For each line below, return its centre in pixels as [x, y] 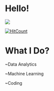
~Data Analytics [21, 64]
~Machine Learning [24, 73]
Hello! [17, 9]
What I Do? [27, 51]
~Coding [14, 83]
